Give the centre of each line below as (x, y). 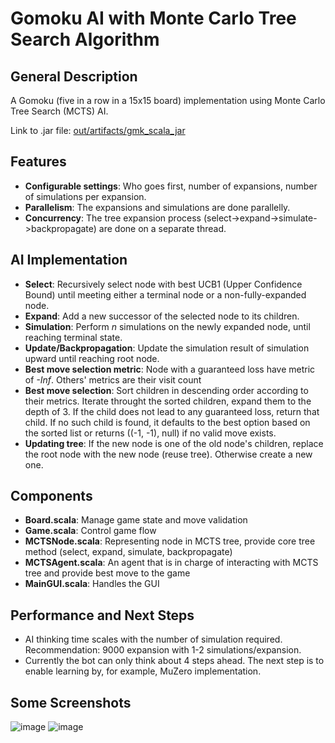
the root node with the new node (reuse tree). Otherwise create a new (168, 454)
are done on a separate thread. (162, 228)
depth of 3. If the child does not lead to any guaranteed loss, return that (172, 411)
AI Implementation (69, 260)
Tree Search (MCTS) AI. (59, 111)
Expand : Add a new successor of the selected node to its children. (162, 316)
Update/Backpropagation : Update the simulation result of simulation (167, 348)
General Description (74, 76)
